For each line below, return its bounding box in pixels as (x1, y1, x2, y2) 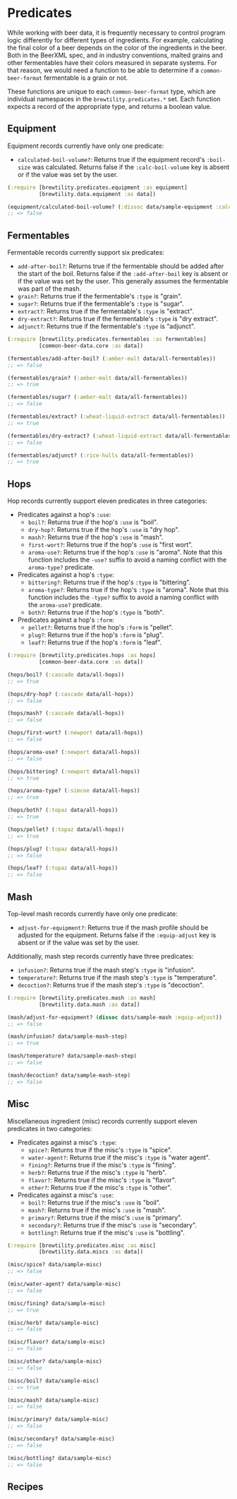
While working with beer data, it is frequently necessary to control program (7, 28, 226, 37)
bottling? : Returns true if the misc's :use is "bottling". (28, 1228, 185, 1237)
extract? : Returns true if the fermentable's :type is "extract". (17, 307, 194, 316)
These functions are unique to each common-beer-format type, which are (7, 87, 217, 96)
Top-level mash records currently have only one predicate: (7, 909, 178, 918)
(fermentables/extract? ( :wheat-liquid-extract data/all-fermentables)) (7, 413, 226, 420)
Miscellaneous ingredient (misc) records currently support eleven (7, 1116, 197, 1125)
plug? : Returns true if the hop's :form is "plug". (28, 631, 164, 639)
